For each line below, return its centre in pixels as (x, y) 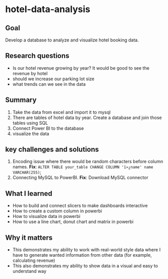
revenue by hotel (30, 73)
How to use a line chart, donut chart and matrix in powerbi (73, 222)
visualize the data (31, 133)
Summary (21, 100)
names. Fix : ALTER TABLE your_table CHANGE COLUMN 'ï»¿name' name (83, 167)
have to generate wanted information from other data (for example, (82, 255)
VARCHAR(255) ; (27, 172)
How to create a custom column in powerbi (57, 211)
